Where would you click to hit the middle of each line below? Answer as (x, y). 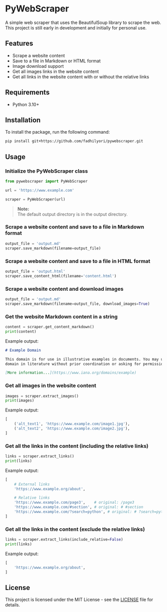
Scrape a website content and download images (64, 289)
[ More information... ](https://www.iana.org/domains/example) (71, 373)
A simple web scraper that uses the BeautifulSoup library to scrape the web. (83, 22)
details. (13, 605)
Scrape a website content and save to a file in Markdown (75, 227)
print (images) (20, 401)
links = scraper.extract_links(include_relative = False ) (64, 540)
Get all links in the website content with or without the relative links (81, 77)
